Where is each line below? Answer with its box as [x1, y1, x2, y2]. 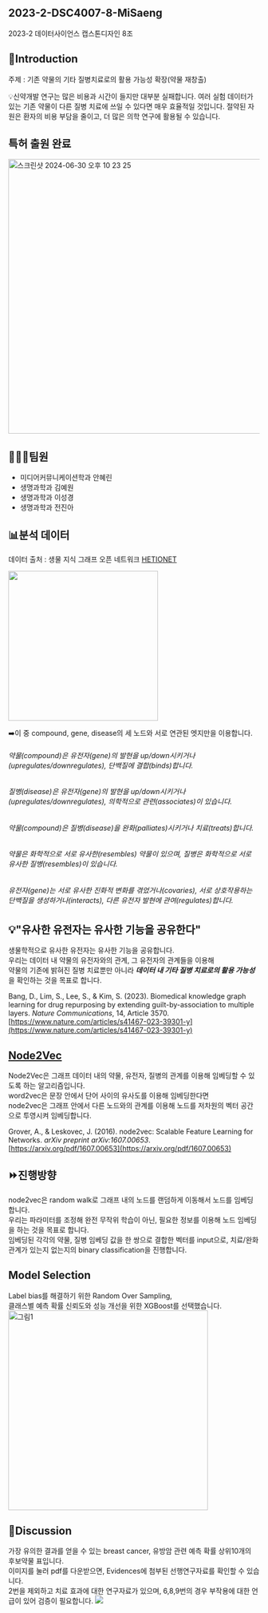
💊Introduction [8, 52, 78, 66]
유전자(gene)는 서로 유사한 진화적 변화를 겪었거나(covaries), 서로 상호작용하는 [8, 886, 253, 896]
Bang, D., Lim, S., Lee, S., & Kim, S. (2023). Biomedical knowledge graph [8, 991, 246, 1001]
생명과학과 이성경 [19, 493, 74, 503]
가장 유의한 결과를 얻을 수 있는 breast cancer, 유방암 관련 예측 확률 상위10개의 [8, 1546, 252, 1556]
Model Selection [8, 1269, 92, 1282]
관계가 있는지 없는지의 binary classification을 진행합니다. [8, 1245, 187, 1254]
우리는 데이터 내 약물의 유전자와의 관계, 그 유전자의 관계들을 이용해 [8, 955, 215, 965]
